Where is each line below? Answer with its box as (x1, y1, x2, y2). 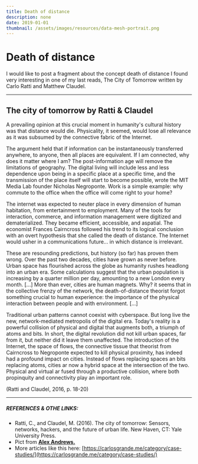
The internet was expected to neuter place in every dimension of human (6, 200, 181, 207)
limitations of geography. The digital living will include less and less (6, 164, 169, 171)
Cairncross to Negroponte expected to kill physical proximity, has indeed (6, 349, 183, 356)
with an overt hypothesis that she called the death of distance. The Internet (6, 232, 189, 239)
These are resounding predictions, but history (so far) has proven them (6, 249, 179, 257)
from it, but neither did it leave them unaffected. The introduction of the (6, 336, 179, 343)
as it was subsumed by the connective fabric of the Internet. (6, 134, 153, 141)
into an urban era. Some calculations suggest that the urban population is (6, 268, 184, 275)
